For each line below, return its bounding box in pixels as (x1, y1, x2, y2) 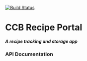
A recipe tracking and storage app (5, 38, 78, 44)
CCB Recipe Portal (5, 22, 83, 33)
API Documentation (5, 51, 54, 58)
